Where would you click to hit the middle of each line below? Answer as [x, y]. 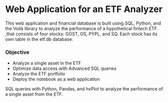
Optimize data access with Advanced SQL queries [64, 68]
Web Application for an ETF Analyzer [84, 9]
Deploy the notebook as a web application [56, 79]
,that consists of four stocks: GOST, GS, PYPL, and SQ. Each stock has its [81, 34]
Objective [17, 52]
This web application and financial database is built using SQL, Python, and [83, 23]
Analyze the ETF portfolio [39, 74]
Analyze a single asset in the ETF [47, 63]
